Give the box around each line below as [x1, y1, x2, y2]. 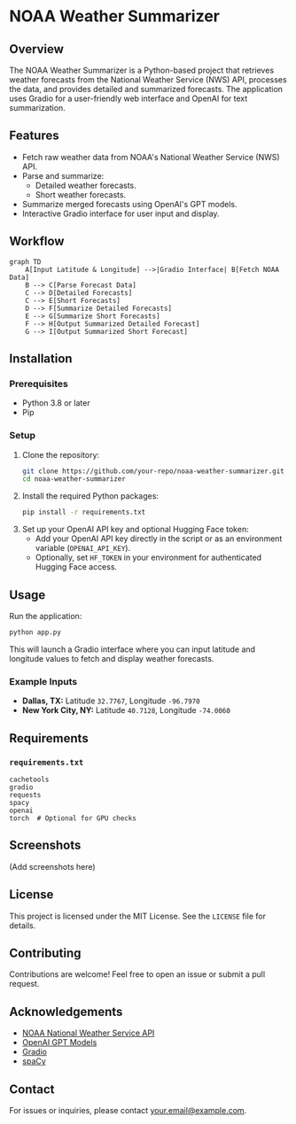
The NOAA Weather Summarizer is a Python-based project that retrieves [9, 65, 275, 75]
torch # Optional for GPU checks [9, 813, 137, 823]
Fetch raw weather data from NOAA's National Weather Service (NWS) [21, 151, 281, 162]
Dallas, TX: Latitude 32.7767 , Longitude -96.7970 [21, 695, 201, 706]
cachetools [9, 775, 50, 784]
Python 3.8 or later [21, 398, 90, 408]
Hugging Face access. [35, 562, 118, 572]
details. [9, 919, 36, 931]
